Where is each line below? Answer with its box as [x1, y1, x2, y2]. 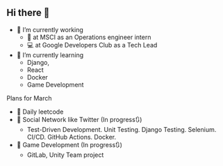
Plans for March [6, 93, 52, 102]
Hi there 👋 [6, 7, 50, 19]
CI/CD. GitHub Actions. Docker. [26, 133, 117, 141]
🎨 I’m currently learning [16, 50, 84, 59]
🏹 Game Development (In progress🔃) [16, 140, 122, 149]
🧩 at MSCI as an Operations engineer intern [26, 33, 151, 41]
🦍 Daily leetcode [16, 107, 64, 116]
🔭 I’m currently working [16, 25, 84, 33]
